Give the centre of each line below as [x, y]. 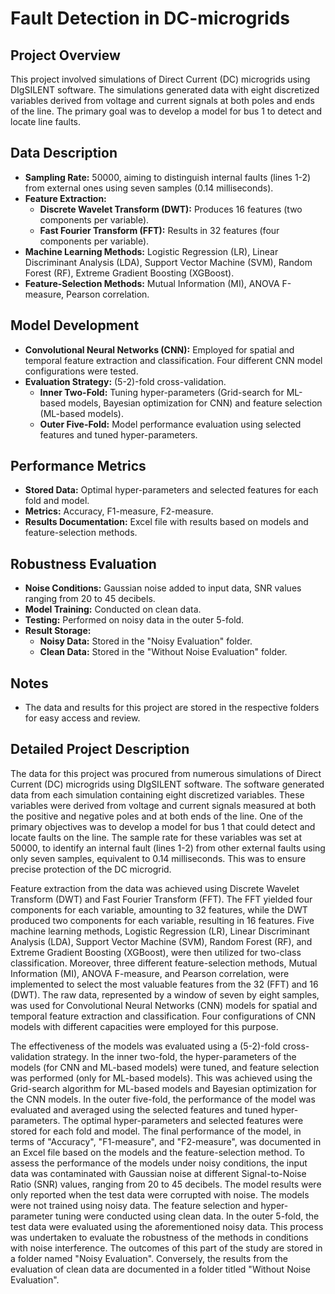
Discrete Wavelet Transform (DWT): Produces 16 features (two [171, 209]
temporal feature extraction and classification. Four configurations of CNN [163, 1016]
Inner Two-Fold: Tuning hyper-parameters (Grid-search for [162, 392]
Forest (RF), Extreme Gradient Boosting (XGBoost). [129, 273]
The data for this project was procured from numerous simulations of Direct [166, 773]
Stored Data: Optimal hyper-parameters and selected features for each [171, 490]
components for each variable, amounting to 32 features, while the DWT [159, 909]
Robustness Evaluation [83, 563]
